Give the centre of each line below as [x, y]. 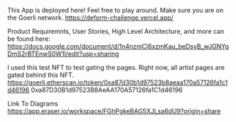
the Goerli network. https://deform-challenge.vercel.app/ [90, 18]
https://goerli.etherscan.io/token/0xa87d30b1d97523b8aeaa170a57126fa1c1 [118, 83]
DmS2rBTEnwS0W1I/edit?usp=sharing [63, 54]
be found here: [29, 39]
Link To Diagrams [33, 104]
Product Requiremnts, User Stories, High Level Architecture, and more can [116, 31]
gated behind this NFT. [41, 75]
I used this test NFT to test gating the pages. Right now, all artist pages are [116, 67]
